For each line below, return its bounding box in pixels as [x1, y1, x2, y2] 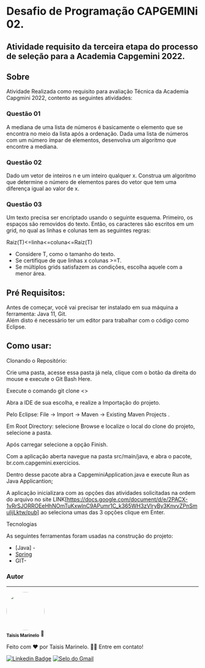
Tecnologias [6, 520, 37, 528]
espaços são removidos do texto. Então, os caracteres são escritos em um [6, 221, 194, 228]
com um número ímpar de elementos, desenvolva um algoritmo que [6, 136, 177, 144]
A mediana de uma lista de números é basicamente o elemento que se [6, 123, 183, 130]
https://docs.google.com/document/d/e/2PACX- [67, 496, 188, 503]
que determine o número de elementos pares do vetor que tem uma [6, 178, 177, 185]
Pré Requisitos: [6, 288, 65, 298]
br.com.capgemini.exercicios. [6, 459, 81, 466]
